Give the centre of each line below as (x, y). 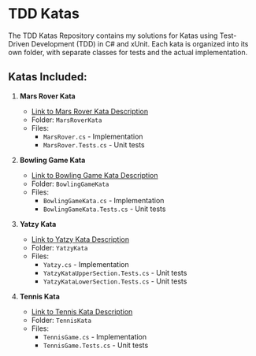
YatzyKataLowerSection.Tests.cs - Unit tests (115, 281)
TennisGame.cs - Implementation (95, 336)
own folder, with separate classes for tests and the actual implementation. (128, 52)
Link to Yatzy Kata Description (80, 239)
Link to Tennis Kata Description (82, 311)
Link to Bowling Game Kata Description (95, 175)
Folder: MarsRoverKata (67, 120)
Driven (19, 43)
